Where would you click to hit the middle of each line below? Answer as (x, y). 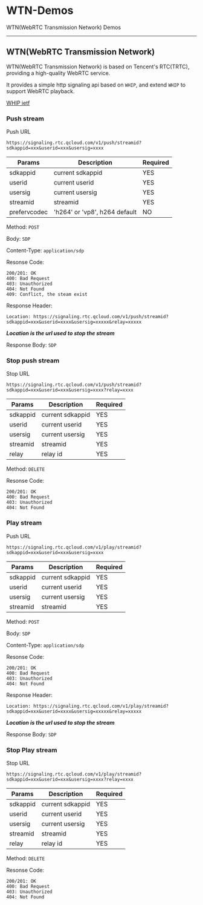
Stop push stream (33, 361)
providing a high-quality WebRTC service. (58, 73)
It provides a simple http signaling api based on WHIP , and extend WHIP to (96, 85)
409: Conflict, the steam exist (47, 295)
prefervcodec (29, 212)
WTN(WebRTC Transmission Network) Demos (64, 27)
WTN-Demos (40, 11)
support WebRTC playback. (40, 91)
